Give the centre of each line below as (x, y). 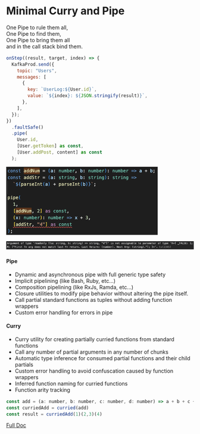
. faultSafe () (28, 127)
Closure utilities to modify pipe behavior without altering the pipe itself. (101, 294)
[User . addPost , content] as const (60, 152)
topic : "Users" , (37, 71)
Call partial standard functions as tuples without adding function (93, 299)
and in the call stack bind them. (45, 46)
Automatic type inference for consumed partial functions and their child (102, 358)
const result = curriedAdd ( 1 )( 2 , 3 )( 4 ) (54, 414)
